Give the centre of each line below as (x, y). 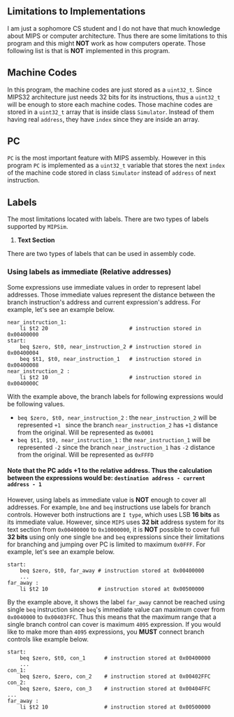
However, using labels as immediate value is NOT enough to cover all (107, 499)
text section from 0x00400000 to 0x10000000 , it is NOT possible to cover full (114, 529)
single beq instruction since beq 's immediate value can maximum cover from (116, 609)
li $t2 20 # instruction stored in (110, 328)
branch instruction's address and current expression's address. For (104, 302)
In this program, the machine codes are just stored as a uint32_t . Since (110, 90)
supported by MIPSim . (38, 227)
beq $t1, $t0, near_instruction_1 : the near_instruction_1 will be (114, 439)
